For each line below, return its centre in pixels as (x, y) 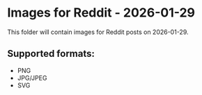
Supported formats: (51, 54)
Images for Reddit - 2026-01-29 (101, 13)
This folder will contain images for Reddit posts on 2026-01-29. (98, 32)
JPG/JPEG (32, 78)
